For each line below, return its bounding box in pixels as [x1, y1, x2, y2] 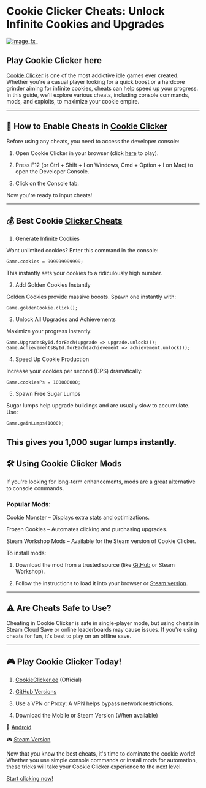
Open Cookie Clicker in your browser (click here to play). [15, 149, 159, 157]
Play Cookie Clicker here [6, 55, 102, 66]
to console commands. [6, 484, 64, 491]
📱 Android [6, 723, 32, 730]
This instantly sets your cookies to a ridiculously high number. [6, 270, 162, 277]
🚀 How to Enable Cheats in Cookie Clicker [6, 121, 167, 132]
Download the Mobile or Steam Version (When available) [15, 711, 158, 719]
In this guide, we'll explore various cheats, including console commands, [6, 91, 190, 99]
